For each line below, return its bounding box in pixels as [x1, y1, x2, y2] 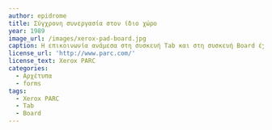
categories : [8, 65, 49, 73]
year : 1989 [8, 27, 45, 35]
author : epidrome [8, 11, 67, 20]
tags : [8, 86, 27, 95]
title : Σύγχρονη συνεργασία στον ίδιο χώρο [8, 19, 158, 27]
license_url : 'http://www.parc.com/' [8, 49, 136, 57]
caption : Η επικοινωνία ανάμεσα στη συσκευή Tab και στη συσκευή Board [8, 42, 255, 50]
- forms [15, 79, 42, 87]
